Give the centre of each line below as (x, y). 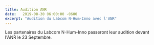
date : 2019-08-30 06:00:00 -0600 (41, 14)
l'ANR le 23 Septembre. (29, 37)
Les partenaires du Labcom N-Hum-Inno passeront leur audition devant (77, 32)
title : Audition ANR (26, 9)
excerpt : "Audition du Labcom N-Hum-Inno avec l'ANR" (61, 18)
